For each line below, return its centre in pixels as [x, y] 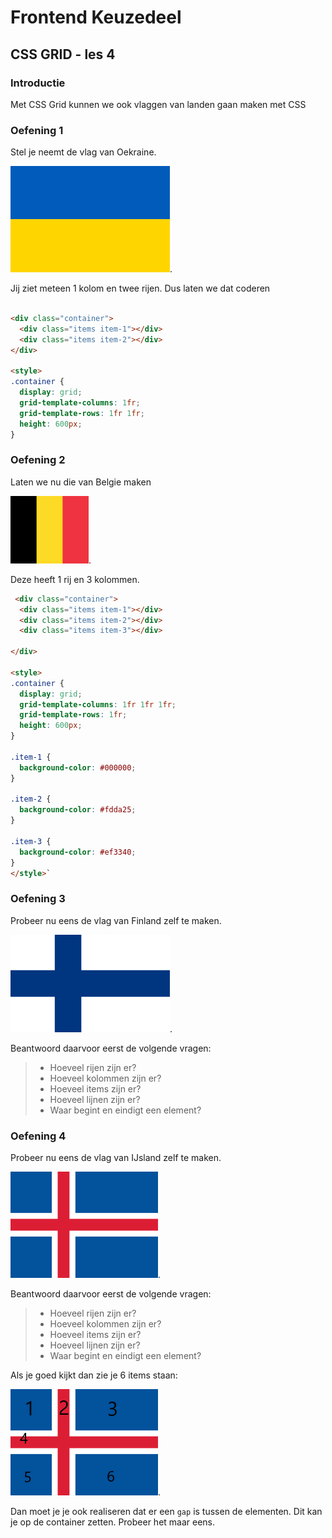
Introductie [38, 83]
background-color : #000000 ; [78, 767]
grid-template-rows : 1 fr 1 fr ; [82, 413]
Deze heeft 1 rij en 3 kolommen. [75, 579]
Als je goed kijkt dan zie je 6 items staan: [94, 1375]
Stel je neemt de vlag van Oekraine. [83, 152]
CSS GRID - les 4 [63, 54]
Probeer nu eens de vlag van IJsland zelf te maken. [116, 1158]
